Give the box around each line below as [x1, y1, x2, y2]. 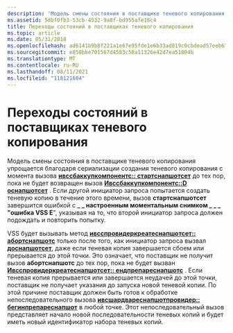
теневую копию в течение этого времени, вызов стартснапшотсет [7, 194, 207, 202]
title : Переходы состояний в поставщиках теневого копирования [7, 23, 194, 30]
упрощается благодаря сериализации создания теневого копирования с [7, 164, 223, 173]
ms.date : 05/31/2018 [7, 36, 67, 43]
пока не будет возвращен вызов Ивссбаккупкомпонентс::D [7, 179, 187, 187]
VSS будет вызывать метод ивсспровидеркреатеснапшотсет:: [7, 230, 196, 238]
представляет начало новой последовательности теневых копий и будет [7, 310, 224, 319]
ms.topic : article [7, 29, 60, 37]
